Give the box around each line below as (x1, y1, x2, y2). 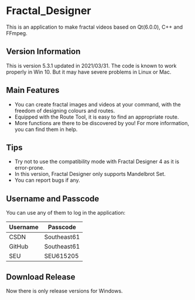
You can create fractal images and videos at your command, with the (14, 101, 181, 108)
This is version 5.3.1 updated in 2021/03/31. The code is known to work (6, 62, 177, 69)
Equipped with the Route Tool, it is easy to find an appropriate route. (14, 113, 179, 120)
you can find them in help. (14, 126, 78, 133)
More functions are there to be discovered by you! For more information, (14, 119, 189, 126)
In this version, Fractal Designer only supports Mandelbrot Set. (14, 171, 166, 178)
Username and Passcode (6, 194, 100, 204)
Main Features (6, 85, 60, 95)
